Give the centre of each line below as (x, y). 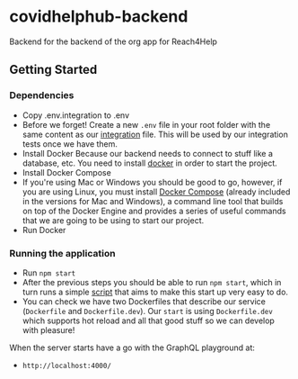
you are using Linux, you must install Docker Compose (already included (156, 192)
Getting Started (53, 70)
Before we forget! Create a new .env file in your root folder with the (146, 124)
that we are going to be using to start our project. (113, 220)
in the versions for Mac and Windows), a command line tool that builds (153, 201)
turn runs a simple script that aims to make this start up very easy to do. (155, 292)
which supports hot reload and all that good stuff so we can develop (149, 320)
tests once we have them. (70, 144)
